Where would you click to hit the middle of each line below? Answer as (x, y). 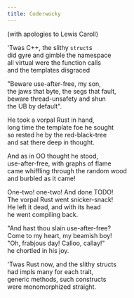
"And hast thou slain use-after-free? (59, 228)
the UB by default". (34, 106)
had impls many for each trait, (51, 271)
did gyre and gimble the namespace (59, 55)
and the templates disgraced (49, 70)
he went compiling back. (43, 214)
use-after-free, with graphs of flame (60, 163)
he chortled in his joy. (38, 250)
